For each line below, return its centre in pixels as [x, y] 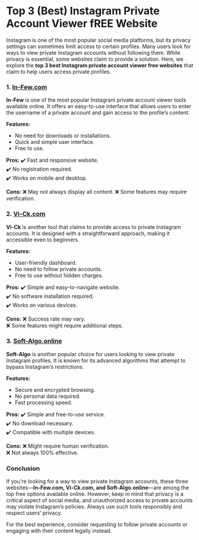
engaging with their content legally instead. [59, 531]
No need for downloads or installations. [63, 136]
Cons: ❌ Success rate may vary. [46, 319]
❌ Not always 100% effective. [42, 453]
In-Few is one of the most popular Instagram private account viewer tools [96, 100]
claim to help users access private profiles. [59, 71]
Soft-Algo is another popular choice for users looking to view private [91, 354]
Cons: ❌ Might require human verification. [58, 446]
